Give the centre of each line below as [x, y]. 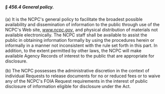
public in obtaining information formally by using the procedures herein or [80, 40]
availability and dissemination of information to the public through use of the [82, 24]
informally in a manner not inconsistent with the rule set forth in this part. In [81, 45]
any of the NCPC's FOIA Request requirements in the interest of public [76, 81]
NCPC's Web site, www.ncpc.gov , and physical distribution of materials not [82, 30]
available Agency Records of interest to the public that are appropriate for [80, 56]
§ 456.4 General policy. [30, 7]
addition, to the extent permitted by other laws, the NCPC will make [73, 50]
